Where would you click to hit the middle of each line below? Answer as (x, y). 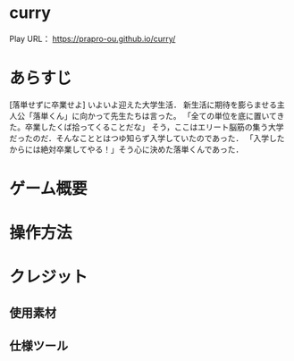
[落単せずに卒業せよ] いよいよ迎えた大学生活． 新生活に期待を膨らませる (143, 105)
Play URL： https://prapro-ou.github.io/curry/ (92, 38)
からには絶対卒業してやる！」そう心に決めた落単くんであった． (126, 149)
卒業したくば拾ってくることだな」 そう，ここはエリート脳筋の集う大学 (154, 127)
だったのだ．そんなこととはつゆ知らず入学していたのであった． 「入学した (147, 138)
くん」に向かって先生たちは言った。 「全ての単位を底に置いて (162, 115)
